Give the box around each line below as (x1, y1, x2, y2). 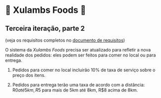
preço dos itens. (12, 72, 46, 78)
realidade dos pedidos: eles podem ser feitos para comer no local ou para (5, 52, 156, 58)
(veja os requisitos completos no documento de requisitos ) (5, 37, 125, 43)
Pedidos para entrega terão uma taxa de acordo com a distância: (12, 82, 145, 88)
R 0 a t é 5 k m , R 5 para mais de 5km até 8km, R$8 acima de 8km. (12, 87, 138, 93)
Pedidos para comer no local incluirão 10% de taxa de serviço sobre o (12, 67, 156, 73)
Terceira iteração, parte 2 (5, 24, 85, 33)
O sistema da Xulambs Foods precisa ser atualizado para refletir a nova (5, 47, 151, 52)
